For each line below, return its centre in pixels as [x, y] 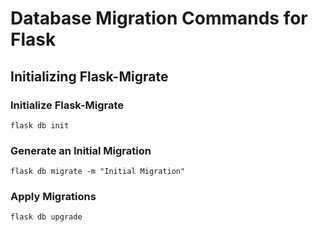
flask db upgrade [46, 217]
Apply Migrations [53, 197]
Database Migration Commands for [159, 18]
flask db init [40, 125]
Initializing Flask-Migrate [89, 76]
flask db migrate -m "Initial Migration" [98, 172]
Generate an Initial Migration [81, 150]
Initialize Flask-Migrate [67, 105]
